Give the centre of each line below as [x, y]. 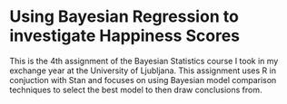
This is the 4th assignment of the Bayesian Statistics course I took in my [144, 61]
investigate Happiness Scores [125, 36]
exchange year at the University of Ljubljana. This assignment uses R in [143, 71]
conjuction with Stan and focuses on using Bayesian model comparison [143, 80]
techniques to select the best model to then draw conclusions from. [136, 90]
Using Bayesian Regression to [124, 17]
